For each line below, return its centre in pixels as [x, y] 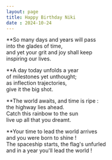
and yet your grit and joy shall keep [49, 53]
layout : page [22, 12]
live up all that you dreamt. [39, 120]
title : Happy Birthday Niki [41, 17]
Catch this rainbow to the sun [42, 113]
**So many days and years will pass [51, 40]
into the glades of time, [35, 46]
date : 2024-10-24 [29, 23]
